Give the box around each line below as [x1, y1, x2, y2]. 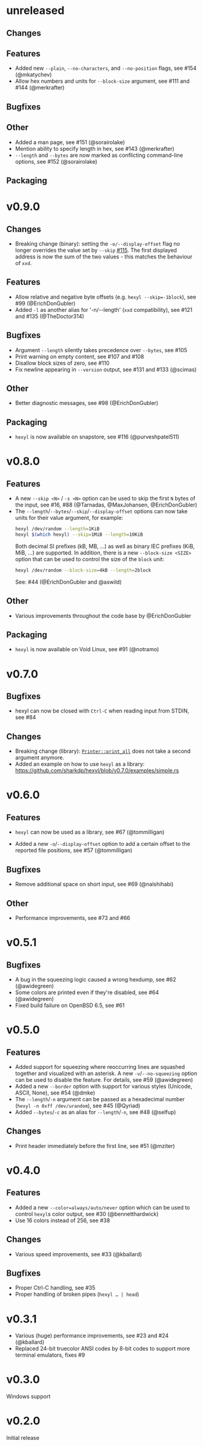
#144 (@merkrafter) [15, 84, 65, 91]
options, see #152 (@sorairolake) [15, 157, 98, 165]
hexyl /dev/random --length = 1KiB [15, 526, 100, 532]
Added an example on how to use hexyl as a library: [15, 761, 145, 768]
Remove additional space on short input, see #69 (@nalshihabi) [15, 880, 174, 888]
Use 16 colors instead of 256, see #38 [15, 1217, 110, 1224]
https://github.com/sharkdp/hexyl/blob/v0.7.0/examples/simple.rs [15, 767, 179, 774]
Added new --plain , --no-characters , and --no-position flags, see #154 [15, 64, 197, 72]
